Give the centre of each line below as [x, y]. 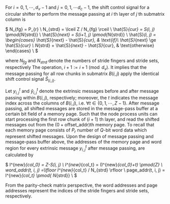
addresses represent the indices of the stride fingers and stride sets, [77, 190]
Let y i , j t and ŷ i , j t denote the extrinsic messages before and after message [82, 91]
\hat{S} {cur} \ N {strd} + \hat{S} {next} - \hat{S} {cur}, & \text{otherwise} [80, 45]
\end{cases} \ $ [22, 51]
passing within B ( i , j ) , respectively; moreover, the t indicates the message [82, 97]
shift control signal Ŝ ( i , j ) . [31, 80]
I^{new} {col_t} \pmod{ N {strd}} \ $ [41, 175]
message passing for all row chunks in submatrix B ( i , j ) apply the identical [82, 74]
